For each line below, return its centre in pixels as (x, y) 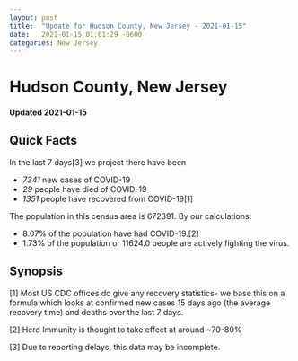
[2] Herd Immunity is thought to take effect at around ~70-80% (126, 330)
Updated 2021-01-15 (48, 112)
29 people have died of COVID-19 (84, 189)
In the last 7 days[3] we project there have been (98, 162)
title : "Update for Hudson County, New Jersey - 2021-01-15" (128, 26)
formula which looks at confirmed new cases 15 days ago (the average (140, 303)
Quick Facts (44, 141)
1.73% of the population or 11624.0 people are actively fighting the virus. (156, 242)
